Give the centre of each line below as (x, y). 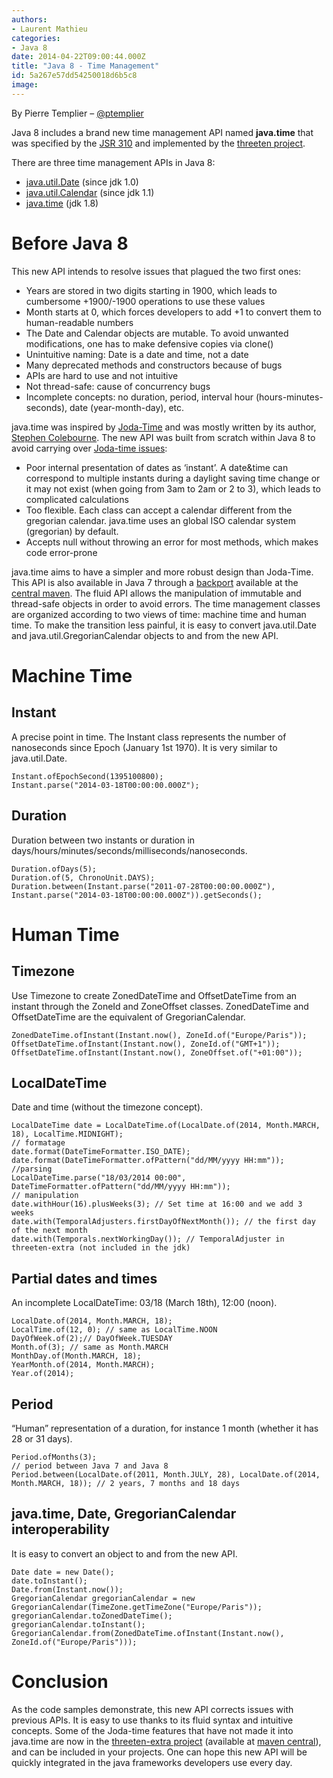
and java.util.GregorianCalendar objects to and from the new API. (145, 635)
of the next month (49, 1231)
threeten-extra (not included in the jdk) (101, 1248)
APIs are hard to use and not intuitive (102, 375)
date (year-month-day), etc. (127, 407)
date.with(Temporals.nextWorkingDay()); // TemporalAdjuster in (148, 1239)
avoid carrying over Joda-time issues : (89, 448)
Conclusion (60, 1681)
